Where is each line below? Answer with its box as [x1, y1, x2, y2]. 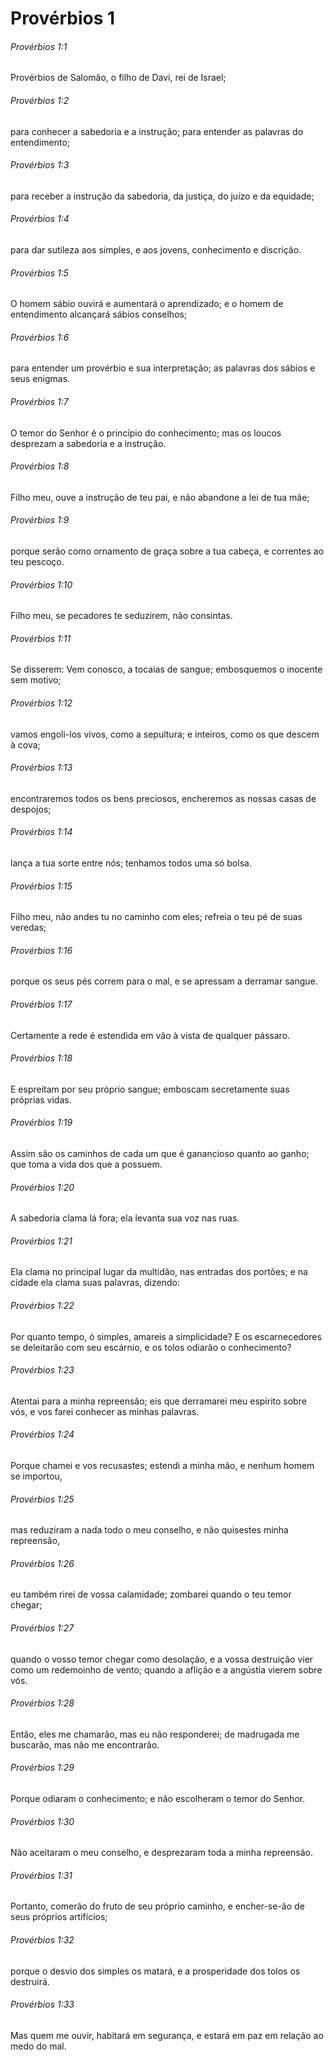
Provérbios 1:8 [10, 460, 70, 472]
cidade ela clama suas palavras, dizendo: [10, 1277, 180, 1289]
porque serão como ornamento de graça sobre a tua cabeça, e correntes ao [10, 545, 325, 557]
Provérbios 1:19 [10, 1117, 73, 1129]
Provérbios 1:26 [10, 1557, 75, 1569]
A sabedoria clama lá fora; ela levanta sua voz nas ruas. [10, 1212, 240, 1224]
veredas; [10, 922, 47, 934]
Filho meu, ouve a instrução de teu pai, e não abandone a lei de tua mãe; [10, 491, 310, 503]
